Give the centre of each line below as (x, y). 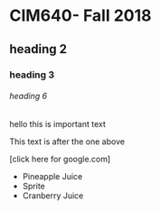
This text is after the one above (67, 142)
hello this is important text (58, 123)
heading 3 (32, 75)
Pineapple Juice (52, 176)
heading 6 (28, 96)
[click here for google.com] (60, 159)
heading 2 (38, 49)
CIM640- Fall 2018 (80, 16)
